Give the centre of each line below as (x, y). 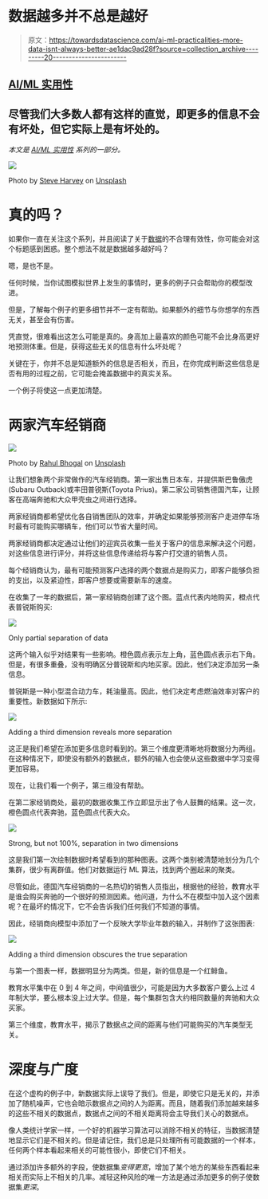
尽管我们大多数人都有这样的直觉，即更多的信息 (124, 114)
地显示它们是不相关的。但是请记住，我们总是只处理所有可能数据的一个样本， (134, 1140)
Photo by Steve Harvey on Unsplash (67, 181)
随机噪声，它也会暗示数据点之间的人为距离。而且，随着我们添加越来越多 (141, 1103)
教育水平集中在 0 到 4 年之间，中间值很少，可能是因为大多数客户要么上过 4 (132, 988)
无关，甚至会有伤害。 (43, 320)
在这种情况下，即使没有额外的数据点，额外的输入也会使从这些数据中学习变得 (134, 759)
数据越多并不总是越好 (79, 16)
